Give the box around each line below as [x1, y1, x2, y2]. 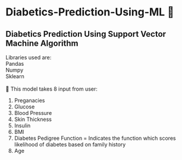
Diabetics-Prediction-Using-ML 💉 [5, 5, 175, 19]
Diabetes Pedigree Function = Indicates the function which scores [14, 135, 176, 142]
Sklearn [5, 73, 24, 79]
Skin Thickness [14, 116, 52, 123]
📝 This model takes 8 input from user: [5, 85, 98, 92]
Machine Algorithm [5, 38, 79, 48]
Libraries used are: [5, 54, 52, 61]
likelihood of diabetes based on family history [14, 141, 126, 148]
